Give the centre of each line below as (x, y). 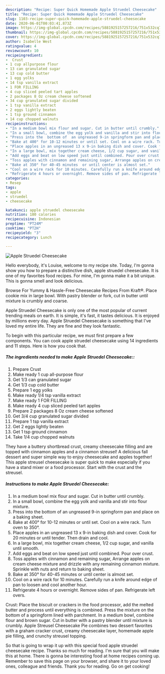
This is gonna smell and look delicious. (45, 281)
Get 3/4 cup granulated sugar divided (50, 416)
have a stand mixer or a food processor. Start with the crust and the (74, 467)
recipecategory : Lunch (29, 237)
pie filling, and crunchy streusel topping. (46, 636)
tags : (11, 187)
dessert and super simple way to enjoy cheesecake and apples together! (79, 457)
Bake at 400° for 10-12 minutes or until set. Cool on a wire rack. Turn (82, 522)
